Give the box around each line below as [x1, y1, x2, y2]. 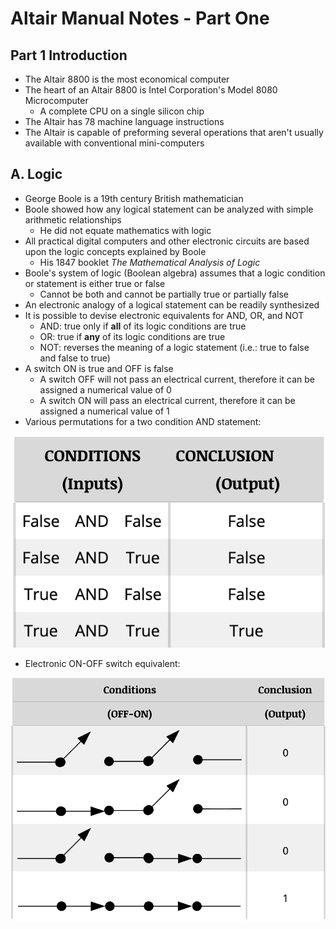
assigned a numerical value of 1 [39, 405, 170, 417]
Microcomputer [24, 95, 89, 106]
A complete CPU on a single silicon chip [39, 105, 205, 117]
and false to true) [39, 352, 111, 364]
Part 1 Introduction [10, 47, 128, 64]
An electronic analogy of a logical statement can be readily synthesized [24, 298, 320, 311]
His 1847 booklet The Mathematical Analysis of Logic [39, 256, 261, 268]
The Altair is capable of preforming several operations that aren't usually [24, 127, 324, 138]
